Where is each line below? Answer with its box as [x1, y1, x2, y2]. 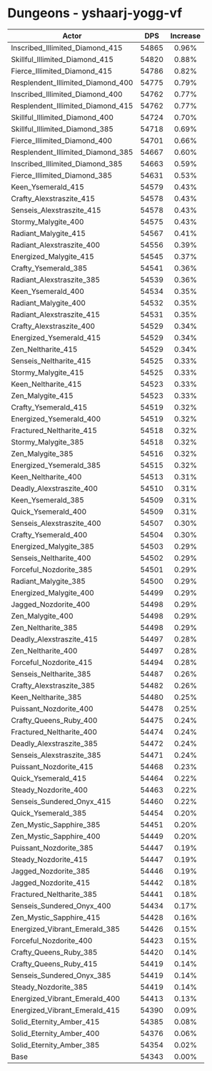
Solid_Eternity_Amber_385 [11, 1040, 100, 1050]
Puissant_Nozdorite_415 [11, 761, 94, 771]
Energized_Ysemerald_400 [11, 414, 101, 424]
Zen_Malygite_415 [11, 390, 74, 400]
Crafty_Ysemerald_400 [11, 529, 88, 539]
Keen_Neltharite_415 [11, 379, 82, 389]
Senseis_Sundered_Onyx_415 [11, 796, 111, 806]
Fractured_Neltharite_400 [11, 726, 98, 736]
